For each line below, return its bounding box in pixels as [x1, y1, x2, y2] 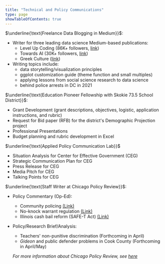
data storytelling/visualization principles [19, 66, 102, 72]
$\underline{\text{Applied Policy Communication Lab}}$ [5, 143, 121, 149]
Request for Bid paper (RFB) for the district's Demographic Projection [12, 118, 155, 124]
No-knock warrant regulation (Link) [19, 208, 93, 215]
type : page [5, 12, 28, 17]
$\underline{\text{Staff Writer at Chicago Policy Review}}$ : [5, 184, 126, 190]
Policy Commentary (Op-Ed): [12, 193, 72, 200]
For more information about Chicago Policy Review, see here [12, 253, 138, 260]
